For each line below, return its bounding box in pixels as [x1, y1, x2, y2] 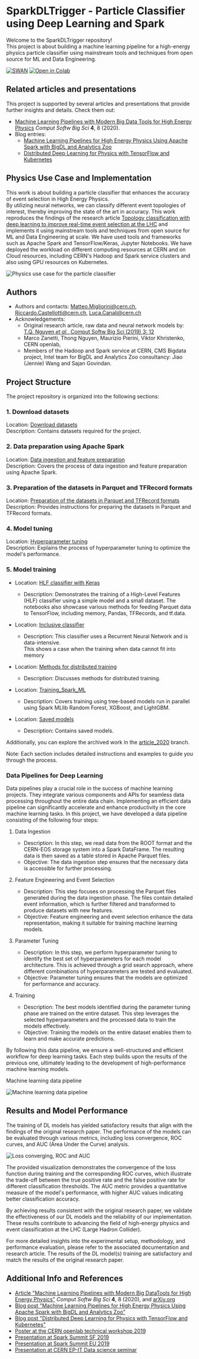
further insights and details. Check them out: [6, 106, 116, 114]
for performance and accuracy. [23, 980, 100, 987]
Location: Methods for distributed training [14, 663, 117, 670]
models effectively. [23, 1022, 70, 1029]
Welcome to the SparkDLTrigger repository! [6, 36, 113, 43]
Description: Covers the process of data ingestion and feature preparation [6, 462, 187, 469]
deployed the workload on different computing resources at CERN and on [6, 246, 186, 253]
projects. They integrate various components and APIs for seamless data [6, 791, 185, 798]
